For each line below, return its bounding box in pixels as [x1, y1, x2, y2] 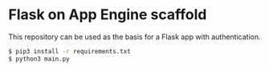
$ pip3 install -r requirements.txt [8, 47, 131, 55]
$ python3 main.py [8, 54, 70, 63]
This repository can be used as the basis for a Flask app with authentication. [8, 32, 261, 41]
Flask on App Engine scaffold [8, 6, 207, 24]
